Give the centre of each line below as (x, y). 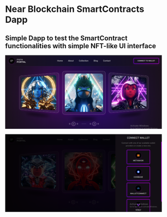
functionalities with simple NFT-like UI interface (81, 46)
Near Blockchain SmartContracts (75, 9)
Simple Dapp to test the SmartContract (66, 38)
